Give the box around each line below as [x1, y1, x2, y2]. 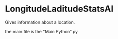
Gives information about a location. [5, 19, 75, 25]
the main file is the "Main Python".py [5, 28, 78, 34]
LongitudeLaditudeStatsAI [5, 3, 114, 14]
